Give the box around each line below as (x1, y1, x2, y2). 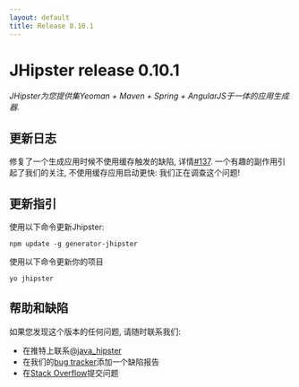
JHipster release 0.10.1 (9, 60, 180, 81)
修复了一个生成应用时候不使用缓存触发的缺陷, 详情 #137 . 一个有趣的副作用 (9, 156, 278, 167)
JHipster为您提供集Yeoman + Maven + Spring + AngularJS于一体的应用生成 (9, 90, 289, 101)
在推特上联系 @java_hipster (21, 345, 123, 356)
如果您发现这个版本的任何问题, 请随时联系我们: (9, 326, 182, 337)
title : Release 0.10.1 (9, 21, 94, 30)
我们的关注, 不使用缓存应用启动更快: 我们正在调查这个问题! (24, 168, 240, 178)
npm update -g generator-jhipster (9, 239, 139, 249)
